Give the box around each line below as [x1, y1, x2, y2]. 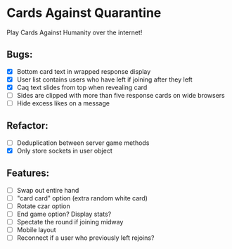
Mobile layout [16, 226, 57, 234]
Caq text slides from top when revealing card [16, 83, 148, 91]
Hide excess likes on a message [16, 99, 110, 107]
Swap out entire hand [16, 186, 79, 194]
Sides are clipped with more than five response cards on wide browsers [16, 91, 226, 99]
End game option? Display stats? [16, 210, 112, 218]
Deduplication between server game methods [16, 139, 150, 147]
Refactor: [6, 120, 49, 132]
